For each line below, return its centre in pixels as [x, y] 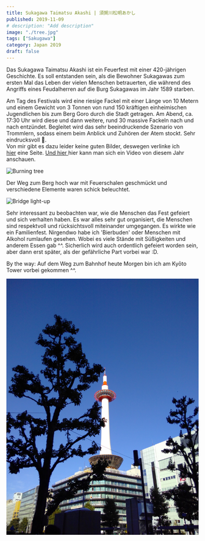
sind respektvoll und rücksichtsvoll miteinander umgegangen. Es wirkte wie [101, 226]
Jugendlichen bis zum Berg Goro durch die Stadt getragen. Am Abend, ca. [100, 113]
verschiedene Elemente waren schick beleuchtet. [68, 189]
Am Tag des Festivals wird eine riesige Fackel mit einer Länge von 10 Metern [103, 101]
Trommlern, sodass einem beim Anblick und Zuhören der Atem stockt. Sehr [101, 133]
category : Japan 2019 [34, 45]
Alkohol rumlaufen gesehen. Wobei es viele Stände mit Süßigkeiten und [96, 238]
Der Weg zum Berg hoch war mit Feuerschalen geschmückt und [87, 182]
